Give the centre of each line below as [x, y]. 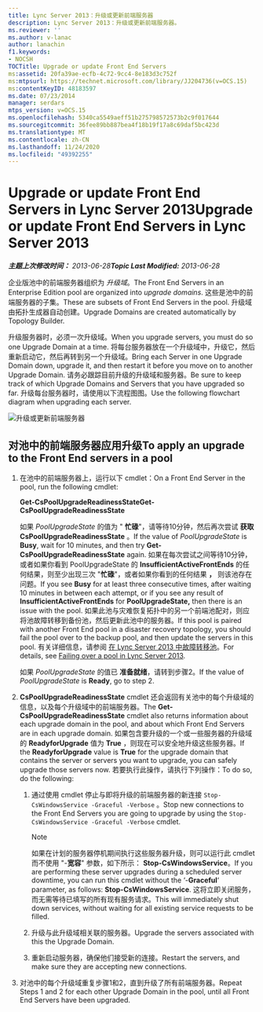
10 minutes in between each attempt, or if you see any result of [121, 593]
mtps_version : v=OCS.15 [47, 111]
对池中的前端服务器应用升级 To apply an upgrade [126, 445]
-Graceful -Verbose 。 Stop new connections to [168, 805]
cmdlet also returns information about [188, 715]
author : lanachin [37, 45]
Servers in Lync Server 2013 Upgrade [131, 210]
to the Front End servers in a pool [90, 458]
